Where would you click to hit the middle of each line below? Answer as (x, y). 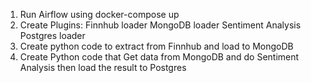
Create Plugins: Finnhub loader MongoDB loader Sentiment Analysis (160, 25)
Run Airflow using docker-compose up (99, 14)
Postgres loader (52, 35)
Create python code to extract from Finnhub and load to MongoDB (156, 46)
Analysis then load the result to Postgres (103, 67)
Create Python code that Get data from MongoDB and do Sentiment (159, 57)
